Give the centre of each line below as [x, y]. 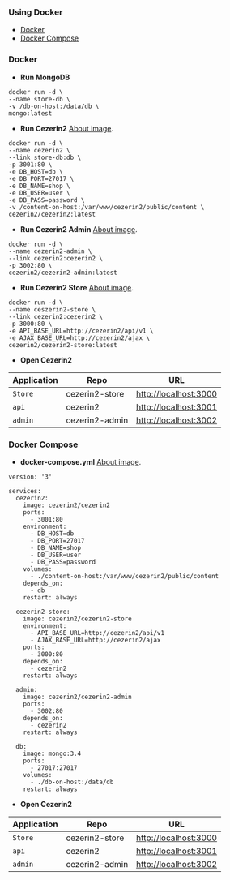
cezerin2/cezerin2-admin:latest [63, 273]
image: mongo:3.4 [52, 753]
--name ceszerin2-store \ [52, 309]
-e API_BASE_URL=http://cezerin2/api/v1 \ [81, 331]
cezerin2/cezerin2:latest [52, 214]
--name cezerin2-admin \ [50, 251]
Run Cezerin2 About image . [66, 128]
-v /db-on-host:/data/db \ [54, 106]
